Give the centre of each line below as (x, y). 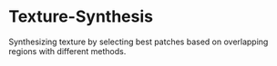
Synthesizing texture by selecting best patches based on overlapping (138, 42)
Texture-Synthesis (81, 17)
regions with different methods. (67, 51)
